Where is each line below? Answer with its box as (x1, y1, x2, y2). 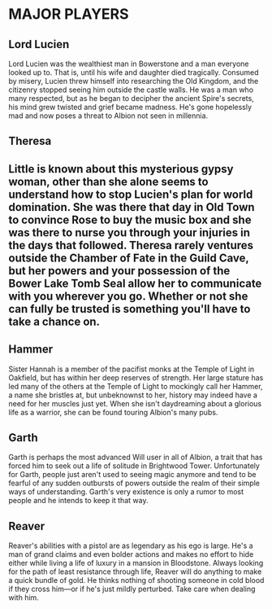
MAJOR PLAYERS (8, 5, 129, 24)
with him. (8, 593, 39, 602)
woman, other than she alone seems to (8, 174, 209, 188)
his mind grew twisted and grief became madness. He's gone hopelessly (8, 103, 253, 112)
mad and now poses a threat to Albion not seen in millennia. (8, 111, 209, 120)
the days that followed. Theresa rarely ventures (8, 238, 254, 252)
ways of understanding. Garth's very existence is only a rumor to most (8, 487, 244, 497)
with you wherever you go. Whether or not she (8, 289, 248, 303)
